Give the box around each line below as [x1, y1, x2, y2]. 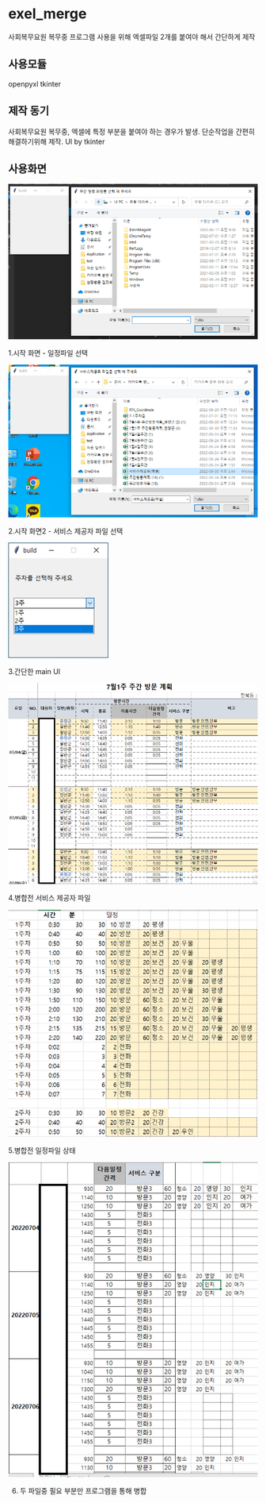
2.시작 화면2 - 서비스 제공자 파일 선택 [8, 526, 123, 536]
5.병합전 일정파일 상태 [8, 1146, 76, 1155]
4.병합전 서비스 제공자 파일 [8, 892, 91, 902]
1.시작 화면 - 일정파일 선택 [8, 348, 89, 357]
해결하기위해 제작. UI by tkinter [8, 137, 105, 146]
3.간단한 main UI [8, 667, 61, 676]
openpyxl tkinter [8, 79, 62, 88]
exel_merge [8, 5, 87, 23]
